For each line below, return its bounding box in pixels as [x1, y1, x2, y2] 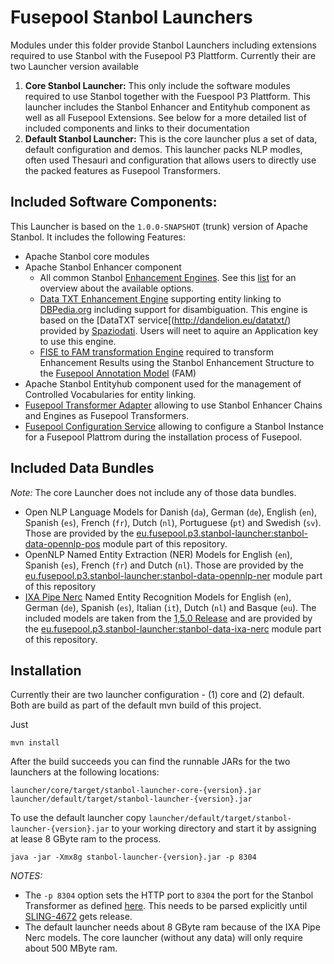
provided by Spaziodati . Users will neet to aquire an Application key [39, 324, 319, 336]
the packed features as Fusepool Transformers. [24, 164, 221, 176]
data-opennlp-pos [24, 537, 101, 550]
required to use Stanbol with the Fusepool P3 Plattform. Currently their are [10, 49, 317, 61]
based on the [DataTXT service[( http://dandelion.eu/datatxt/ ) [39, 314, 292, 326]
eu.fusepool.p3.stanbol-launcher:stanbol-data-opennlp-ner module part [24, 569, 323, 581]
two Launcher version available [10, 60, 139, 72]
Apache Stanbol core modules [24, 250, 150, 262]
